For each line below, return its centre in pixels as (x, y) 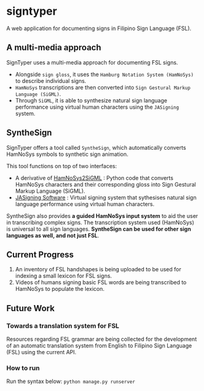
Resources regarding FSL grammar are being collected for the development (102, 339)
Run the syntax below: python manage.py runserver (71, 381)
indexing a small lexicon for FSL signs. (63, 276)
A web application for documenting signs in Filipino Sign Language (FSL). (99, 28)
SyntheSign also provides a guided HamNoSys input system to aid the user (102, 215)
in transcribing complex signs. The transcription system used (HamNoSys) (100, 222)
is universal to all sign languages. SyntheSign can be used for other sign (99, 229)
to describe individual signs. (51, 80)
